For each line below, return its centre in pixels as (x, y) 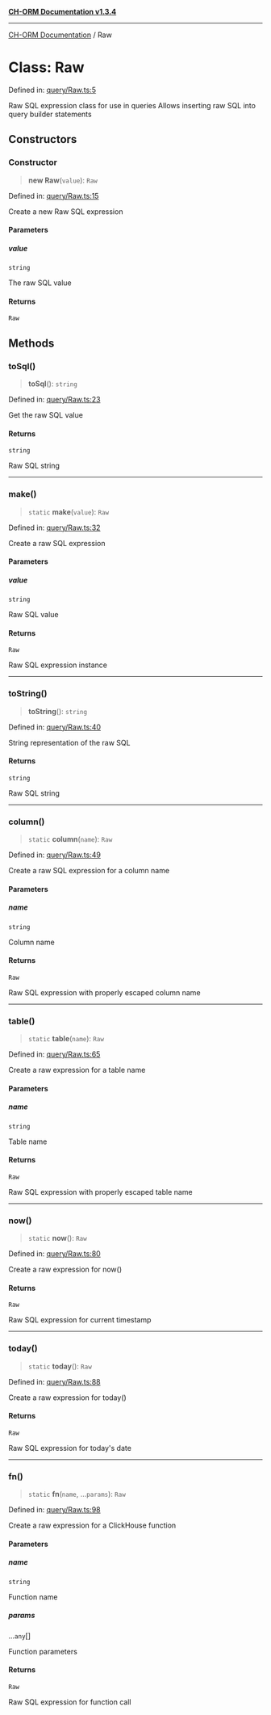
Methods (31, 343)
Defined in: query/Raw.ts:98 (54, 1510)
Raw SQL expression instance (58, 665)
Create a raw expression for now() (65, 1269)
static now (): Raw (57, 1238)
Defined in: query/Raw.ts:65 (54, 1054)
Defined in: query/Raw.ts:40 (55, 727)
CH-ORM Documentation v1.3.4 (63, 12)
